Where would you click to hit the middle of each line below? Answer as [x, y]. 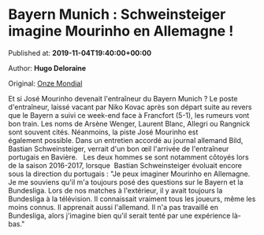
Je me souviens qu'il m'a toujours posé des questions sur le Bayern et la [126, 182]
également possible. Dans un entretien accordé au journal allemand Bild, [126, 140]
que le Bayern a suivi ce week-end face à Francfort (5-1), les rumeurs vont [129, 115]
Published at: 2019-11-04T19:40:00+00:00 [80, 53]
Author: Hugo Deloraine [47, 68]
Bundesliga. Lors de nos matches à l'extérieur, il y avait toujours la [115, 190]
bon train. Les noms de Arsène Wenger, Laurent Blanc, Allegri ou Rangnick [129, 123]
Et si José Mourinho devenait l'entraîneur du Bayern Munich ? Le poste [123, 98]
